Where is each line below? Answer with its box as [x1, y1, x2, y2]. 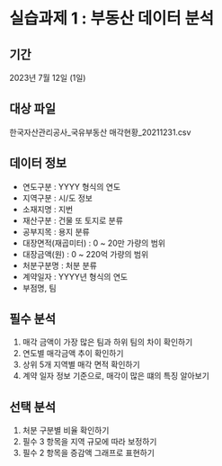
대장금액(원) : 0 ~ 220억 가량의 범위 [22, 248, 149, 259]
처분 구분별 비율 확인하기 [22, 425, 110, 436]
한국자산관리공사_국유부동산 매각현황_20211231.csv [9, 127, 191, 138]
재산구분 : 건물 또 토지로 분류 [22, 215, 124, 226]
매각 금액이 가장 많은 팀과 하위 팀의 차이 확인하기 [22, 336, 193, 347]
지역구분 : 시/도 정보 [22, 193, 93, 203]
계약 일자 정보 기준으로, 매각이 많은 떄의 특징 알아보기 [22, 371, 209, 381]
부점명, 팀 [22, 282, 57, 293]
